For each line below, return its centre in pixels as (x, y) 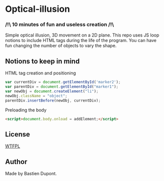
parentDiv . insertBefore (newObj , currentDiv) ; (53, 100)
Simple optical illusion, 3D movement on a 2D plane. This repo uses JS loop (82, 35)
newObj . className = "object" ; (36, 96)
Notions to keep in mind (43, 61)
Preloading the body (26, 110)
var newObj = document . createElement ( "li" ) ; (52, 91)
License (18, 134)
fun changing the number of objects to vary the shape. (61, 46)
